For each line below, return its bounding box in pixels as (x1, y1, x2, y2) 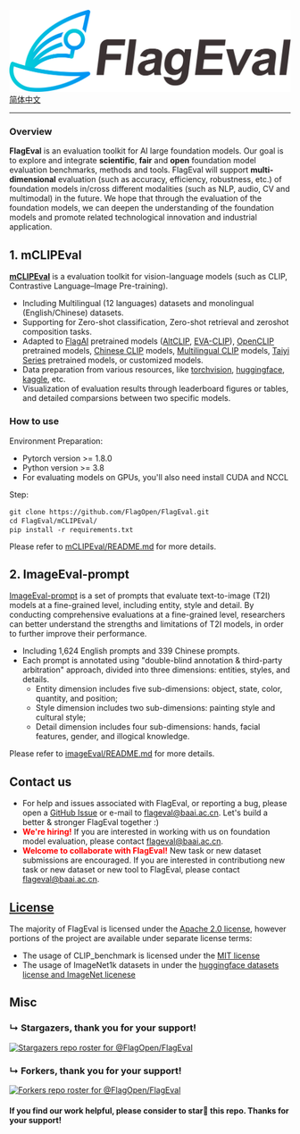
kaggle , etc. (21, 374, 66, 385)
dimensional (9, 174, 56, 185)
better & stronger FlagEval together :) (21, 817, 159, 828)
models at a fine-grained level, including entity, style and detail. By (9, 600, 254, 611)
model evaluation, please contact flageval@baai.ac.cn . (21, 836, 224, 846)
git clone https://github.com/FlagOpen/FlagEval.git (9, 507, 210, 516)
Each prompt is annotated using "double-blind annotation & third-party (21, 655, 283, 666)
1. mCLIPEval (9, 247, 82, 263)
